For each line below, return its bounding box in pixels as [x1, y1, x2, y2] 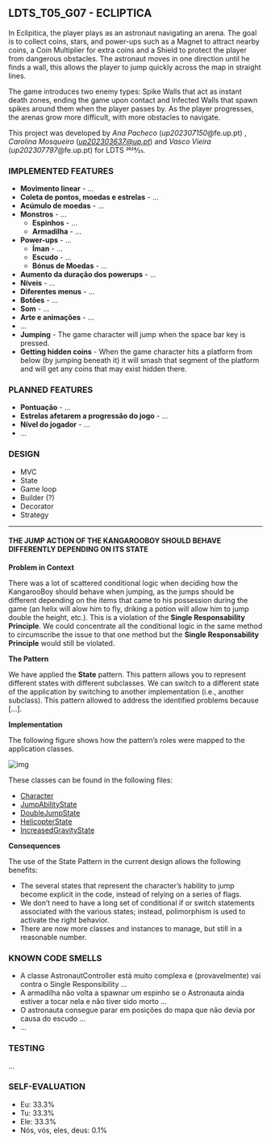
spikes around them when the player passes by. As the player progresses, [8, 103, 254, 113]
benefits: [8, 865, 38, 875]
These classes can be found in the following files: [8, 775, 173, 785]
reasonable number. [19, 932, 87, 942]
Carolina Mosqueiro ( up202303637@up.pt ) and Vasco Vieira [8, 137, 211, 146]
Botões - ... [19, 295, 58, 306]
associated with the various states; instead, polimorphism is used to [19, 906, 246, 916]
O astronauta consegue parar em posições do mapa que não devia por [19, 1006, 256, 1015]
